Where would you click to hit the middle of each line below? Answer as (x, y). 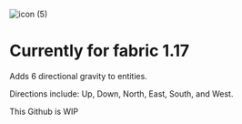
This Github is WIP (44, 111)
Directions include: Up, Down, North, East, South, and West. (121, 93)
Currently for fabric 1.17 (99, 51)
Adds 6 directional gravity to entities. (78, 76)
